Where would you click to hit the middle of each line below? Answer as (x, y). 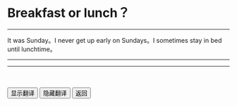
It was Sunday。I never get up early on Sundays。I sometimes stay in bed (115, 40)
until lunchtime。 (32, 49)
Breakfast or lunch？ (69, 13)
